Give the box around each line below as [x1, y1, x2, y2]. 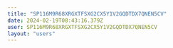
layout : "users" [7, 30, 56, 37]
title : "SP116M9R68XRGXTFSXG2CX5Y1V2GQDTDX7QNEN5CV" [7, 10, 167, 18]
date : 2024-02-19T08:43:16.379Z [7, 17, 103, 24]
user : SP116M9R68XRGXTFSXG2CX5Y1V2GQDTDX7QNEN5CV [7, 23, 158, 30]
